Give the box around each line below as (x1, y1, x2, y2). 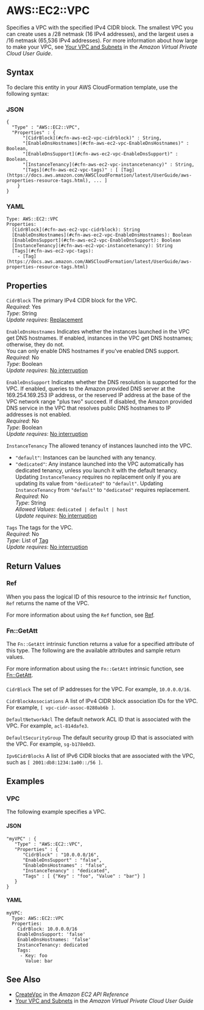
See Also (6, 975, 41, 985)
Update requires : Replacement (6, 316, 83, 323)
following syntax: (6, 89, 49, 97)
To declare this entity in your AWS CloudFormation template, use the (6, 83, 178, 91)
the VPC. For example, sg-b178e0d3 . (6, 740, 96, 748)
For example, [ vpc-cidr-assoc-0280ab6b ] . (6, 704, 116, 711)
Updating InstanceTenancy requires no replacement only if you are (15, 473, 181, 481)
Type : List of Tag (6, 537, 49, 544)
